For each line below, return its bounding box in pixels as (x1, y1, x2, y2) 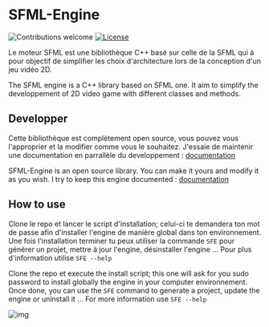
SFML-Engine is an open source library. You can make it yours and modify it (8, 166, 259, 176)
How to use (8, 198, 66, 212)
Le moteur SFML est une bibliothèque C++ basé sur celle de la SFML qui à (8, 47, 255, 57)
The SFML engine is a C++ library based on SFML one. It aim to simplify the (8, 80, 259, 90)
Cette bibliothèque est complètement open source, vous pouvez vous (8, 133, 239, 143)
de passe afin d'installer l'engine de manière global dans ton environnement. (8, 227, 262, 237)
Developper (8, 112, 68, 126)
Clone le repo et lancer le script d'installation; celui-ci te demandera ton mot (8, 219, 260, 228)
